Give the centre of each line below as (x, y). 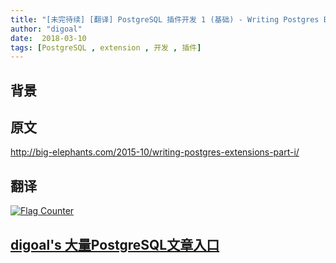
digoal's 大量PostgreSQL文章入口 (115, 244)
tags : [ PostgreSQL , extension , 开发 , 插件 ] (106, 47)
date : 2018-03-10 (48, 38)
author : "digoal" (46, 29)
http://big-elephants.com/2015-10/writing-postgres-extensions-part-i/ (155, 152)
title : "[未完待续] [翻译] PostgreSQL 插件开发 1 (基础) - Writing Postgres (165, 19)
